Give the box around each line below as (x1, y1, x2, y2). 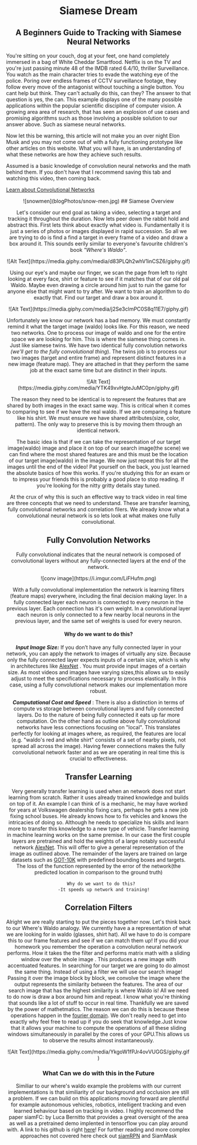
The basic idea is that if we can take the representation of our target (16, 439, 181, 445)
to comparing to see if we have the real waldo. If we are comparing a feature (6, 408, 191, 415)
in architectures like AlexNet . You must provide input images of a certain (11, 662, 186, 670)
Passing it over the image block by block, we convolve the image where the (7, 974, 190, 981)
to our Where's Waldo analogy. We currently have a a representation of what (6, 924, 191, 931)
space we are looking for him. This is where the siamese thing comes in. (11, 336, 186, 342)
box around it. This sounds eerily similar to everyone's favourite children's (9, 240, 188, 247)
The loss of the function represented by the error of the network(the (16, 862, 181, 870)
